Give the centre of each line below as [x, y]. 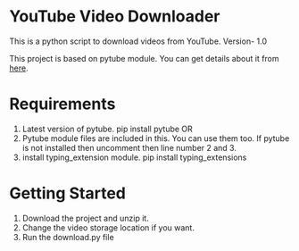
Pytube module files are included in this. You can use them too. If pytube [156, 138]
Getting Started [68, 193]
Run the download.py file [68, 237]
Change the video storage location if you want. [108, 227]
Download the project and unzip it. [85, 218]
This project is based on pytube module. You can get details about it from [144, 58]
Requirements [62, 104]
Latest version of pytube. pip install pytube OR [108, 129]
